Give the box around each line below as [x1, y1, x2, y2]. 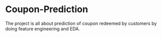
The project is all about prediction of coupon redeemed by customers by [5, 20, 157, 26]
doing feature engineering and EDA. [5, 25, 80, 31]
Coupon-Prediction [5, 4, 88, 15]
